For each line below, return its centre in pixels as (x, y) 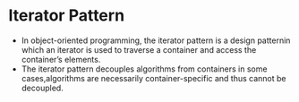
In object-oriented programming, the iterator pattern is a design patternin (156, 40)
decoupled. (42, 88)
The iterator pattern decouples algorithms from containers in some (144, 69)
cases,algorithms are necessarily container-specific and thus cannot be (154, 78)
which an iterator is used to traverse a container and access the (139, 49)
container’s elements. (61, 59)
